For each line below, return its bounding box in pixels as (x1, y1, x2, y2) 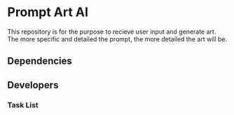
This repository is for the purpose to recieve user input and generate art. (7, 27, 216, 36)
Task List (7, 100, 39, 109)
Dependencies (7, 55, 72, 67)
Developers (7, 79, 59, 91)
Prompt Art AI (7, 4, 89, 20)
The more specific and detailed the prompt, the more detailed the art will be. (7, 34, 228, 43)
